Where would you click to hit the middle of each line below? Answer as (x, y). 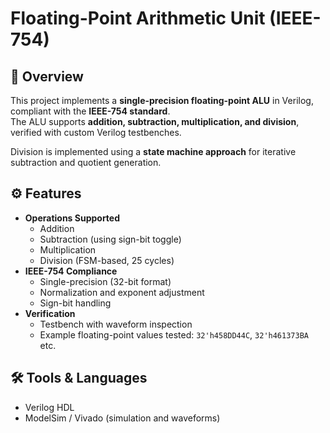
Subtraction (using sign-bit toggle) (110, 239)
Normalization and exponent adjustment (122, 292)
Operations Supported (72, 218)
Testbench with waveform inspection (116, 324)
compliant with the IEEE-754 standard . (90, 111)
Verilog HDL (49, 407)
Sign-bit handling (75, 303)
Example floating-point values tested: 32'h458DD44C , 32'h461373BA (174, 334)
